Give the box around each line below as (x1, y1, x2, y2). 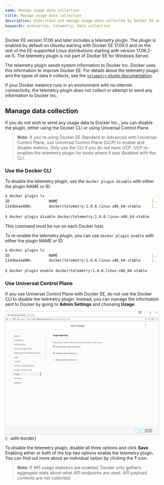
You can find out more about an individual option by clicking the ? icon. (5, 455, 148, 461)
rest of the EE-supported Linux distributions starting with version (5, 48, 135, 54)
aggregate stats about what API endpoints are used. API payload (17, 469, 147, 476)
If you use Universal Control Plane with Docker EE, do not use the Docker (5, 291, 152, 297)
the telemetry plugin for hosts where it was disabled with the (34, 150, 156, 156)
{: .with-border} (5, 435, 37, 441)
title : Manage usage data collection (5, 13, 82, 18)
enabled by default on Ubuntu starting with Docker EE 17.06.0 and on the (5, 42, 151, 48)
